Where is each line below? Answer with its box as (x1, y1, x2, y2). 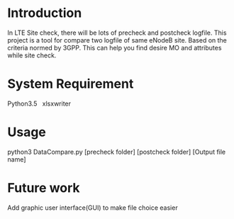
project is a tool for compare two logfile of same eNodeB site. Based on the (7, 35, 227, 44)
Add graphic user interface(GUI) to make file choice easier (7, 203, 179, 212)
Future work (7, 180, 80, 196)
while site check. (7, 51, 57, 60)
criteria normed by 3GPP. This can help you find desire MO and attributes (7, 43, 222, 52)
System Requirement (7, 76, 134, 92)
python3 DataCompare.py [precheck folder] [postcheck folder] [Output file (7, 147, 226, 156)
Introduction (7, 5, 82, 21)
